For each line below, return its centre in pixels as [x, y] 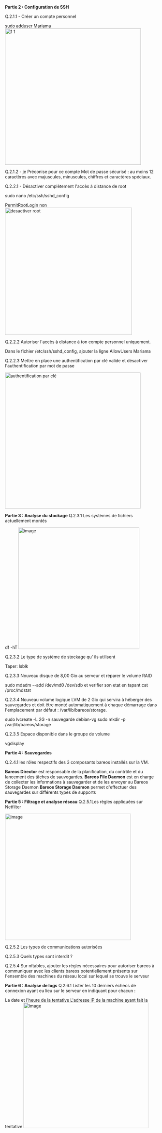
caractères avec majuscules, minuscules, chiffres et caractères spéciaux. [78, 177]
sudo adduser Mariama [28, 26]
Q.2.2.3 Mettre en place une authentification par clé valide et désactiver [77, 361]
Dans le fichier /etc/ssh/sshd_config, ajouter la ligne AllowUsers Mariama [78, 351]
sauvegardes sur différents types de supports [51, 792]
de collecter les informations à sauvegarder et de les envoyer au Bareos [77, 782]
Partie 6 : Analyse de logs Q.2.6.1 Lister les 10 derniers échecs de [71, 985]
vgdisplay [15, 743]
